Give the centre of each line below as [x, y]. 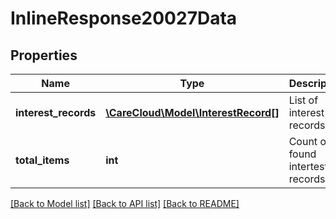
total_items [42, 160]
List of [303, 100]
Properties [44, 55]
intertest [308, 166]
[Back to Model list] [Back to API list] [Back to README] [125, 203]
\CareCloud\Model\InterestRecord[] [192, 112]
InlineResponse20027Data [124, 18]
